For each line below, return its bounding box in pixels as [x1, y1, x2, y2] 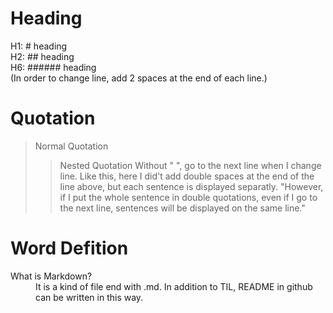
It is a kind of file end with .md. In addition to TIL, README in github [35, 280, 313, 292]
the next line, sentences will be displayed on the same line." [59, 202, 306, 214]
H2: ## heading [10, 50, 75, 62]
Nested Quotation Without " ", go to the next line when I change [59, 159, 322, 171]
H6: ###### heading [10, 61, 97, 73]
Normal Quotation [34, 140, 109, 152]
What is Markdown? [10, 270, 93, 282]
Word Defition [10, 237, 129, 260]
